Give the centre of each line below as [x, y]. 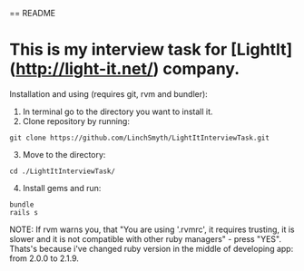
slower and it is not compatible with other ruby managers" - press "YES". [145, 238]
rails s [24, 212]
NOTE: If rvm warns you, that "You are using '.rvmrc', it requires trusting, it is [152, 229]
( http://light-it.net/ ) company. [125, 69]
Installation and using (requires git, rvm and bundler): [109, 93]
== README [33, 13]
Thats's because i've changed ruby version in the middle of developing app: [152, 248]
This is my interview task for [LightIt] [151, 50]
